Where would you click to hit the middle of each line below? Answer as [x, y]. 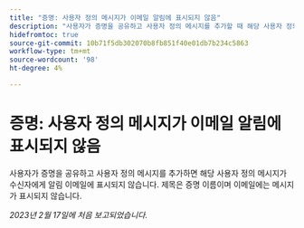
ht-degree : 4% [36, 69]
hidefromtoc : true [44, 34]
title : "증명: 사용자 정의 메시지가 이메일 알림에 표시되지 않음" [115, 18]
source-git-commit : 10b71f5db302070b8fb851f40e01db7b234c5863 [129, 43]
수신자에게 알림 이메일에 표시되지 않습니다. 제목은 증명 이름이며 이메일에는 [140, 184]
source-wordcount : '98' [54, 60]
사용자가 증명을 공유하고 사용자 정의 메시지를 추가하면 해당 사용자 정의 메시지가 [148, 173]
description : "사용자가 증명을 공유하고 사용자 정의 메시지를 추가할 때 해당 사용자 [146, 26]
